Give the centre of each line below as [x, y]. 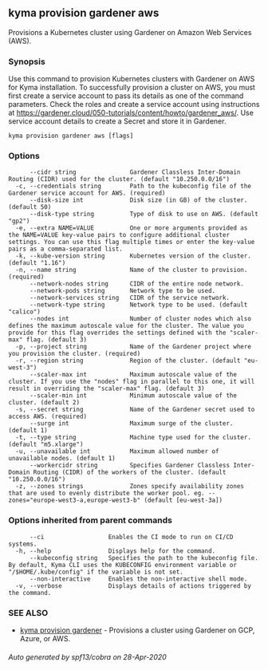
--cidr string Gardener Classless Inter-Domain [135, 172]
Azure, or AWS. [45, 638]
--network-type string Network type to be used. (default [138, 305]
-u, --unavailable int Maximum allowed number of [117, 451]
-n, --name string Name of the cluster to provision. [132, 270]
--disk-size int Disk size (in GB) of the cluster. [138, 200]
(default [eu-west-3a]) [183, 501]
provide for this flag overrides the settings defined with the [117, 333]
